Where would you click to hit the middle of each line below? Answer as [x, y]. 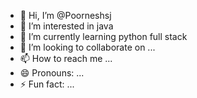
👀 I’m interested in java [66, 26]
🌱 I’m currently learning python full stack [103, 36]
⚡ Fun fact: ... [47, 84]
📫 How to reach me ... [66, 58]
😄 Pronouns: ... [52, 73]
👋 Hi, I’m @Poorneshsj [65, 15]
